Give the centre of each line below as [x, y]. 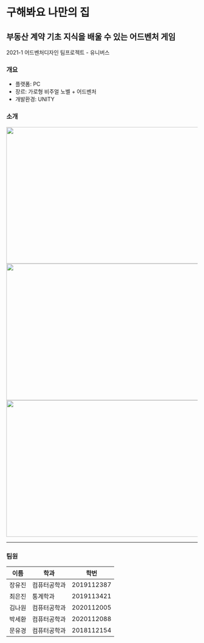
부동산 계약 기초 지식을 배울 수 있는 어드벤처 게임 [91, 37]
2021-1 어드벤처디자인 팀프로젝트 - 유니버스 [58, 53]
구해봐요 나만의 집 [48, 12]
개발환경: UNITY [35, 99]
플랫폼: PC [28, 84]
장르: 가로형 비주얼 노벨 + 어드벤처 [56, 92]
